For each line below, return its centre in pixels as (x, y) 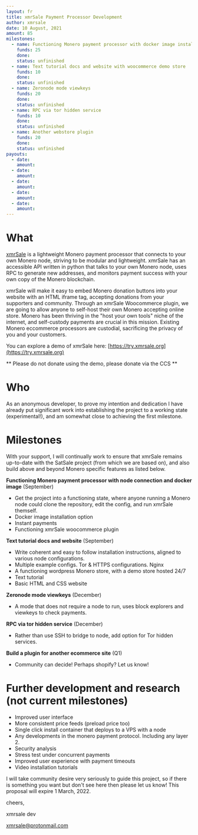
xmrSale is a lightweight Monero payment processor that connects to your (96, 255)
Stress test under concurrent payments (62, 754)
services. (26, 641)
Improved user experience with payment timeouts (75, 761)
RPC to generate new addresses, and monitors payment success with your (97, 273)
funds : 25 (29, 50)
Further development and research (93, 689)
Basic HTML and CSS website (51, 583)
